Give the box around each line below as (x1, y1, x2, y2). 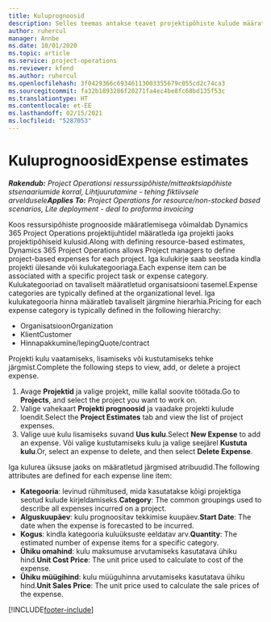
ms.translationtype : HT (8, 94, 89, 102)
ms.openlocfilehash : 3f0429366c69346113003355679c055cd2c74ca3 (8, 79, 226, 87)
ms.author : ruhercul (8, 72, 78, 80)
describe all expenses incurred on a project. (19, 503, 167, 513)
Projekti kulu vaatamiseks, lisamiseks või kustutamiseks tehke (8, 353, 214, 363)
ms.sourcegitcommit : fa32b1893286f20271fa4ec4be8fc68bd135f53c (8, 86, 226, 95)
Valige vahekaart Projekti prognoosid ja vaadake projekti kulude (19, 403, 235, 413)
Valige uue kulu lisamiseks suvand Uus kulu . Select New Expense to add (19, 429, 261, 439)
